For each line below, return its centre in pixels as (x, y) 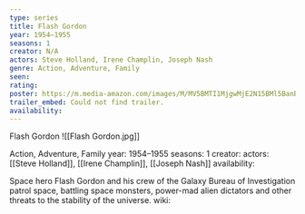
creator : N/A (34, 52)
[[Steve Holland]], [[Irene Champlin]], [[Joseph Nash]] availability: (133, 163)
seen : (20, 77)
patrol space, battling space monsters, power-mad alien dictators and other (151, 190)
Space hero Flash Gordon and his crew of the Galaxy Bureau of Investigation (152, 181)
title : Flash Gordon (49, 26)
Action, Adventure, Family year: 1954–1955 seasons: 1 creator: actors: (139, 154)
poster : (24, 93)
